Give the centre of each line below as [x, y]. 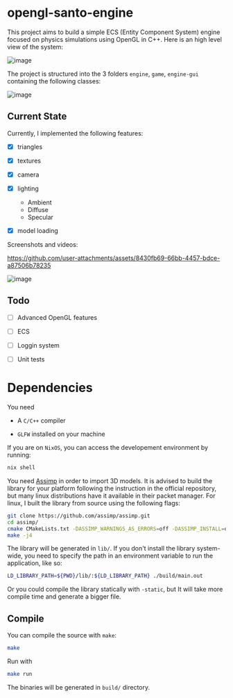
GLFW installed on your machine [61, 434]
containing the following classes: [54, 81]
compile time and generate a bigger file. [64, 596]
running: [19, 455]
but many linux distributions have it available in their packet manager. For [111, 496]
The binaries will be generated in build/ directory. [79, 687]
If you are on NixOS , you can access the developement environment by [108, 448]
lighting [28, 188]
